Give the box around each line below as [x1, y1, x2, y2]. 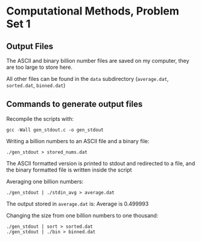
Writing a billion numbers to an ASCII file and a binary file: [6, 137, 150, 144]
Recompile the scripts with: [6, 115, 74, 122]
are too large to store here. [6, 63, 72, 71]
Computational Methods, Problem [6, 4, 179, 18]
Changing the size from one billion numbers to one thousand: [6, 211, 159, 219]
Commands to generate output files [6, 99, 143, 109]
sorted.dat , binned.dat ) [6, 82, 66, 89]
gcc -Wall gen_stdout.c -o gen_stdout [6, 127, 104, 133]
